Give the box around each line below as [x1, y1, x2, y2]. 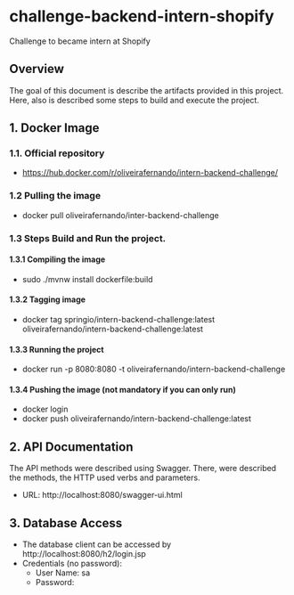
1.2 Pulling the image [9, 190, 101, 202]
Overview [9, 61, 65, 77]
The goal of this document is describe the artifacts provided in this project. [9, 85, 284, 95]
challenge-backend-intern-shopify [9, 6, 274, 27]
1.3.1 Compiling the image [9, 254, 106, 265]
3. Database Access [9, 515, 123, 531]
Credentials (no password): [21, 558, 123, 569]
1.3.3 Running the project [9, 344, 104, 355]
